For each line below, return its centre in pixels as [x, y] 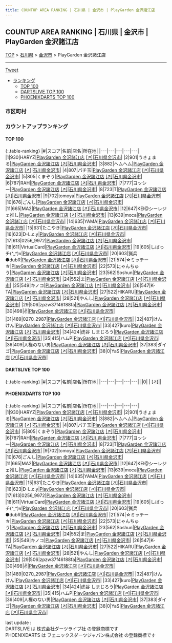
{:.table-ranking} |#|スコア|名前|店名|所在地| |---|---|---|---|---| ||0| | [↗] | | [83, 382]
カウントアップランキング [37, 127]
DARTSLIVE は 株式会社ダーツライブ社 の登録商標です [62, 629]
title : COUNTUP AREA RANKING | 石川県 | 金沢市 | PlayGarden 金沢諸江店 [80, 10]
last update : [18, 623]
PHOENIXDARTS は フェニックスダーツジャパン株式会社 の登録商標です [81, 635]
